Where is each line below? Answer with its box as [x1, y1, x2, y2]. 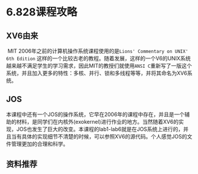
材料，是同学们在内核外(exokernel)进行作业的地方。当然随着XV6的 [16, 118, 179, 125]
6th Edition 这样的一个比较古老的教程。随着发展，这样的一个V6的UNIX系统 [6, 55, 191, 62]
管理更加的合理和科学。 [11, 140, 69, 147]
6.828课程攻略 [6, 5, 77, 19]
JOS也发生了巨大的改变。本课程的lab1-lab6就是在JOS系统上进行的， [16, 125, 184, 133]
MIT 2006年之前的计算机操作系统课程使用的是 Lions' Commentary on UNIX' [7, 48, 189, 54]
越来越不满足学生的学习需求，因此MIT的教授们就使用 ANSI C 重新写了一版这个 [6, 63, 192, 69]
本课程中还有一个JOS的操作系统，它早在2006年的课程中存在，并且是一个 [6, 110, 185, 118]
